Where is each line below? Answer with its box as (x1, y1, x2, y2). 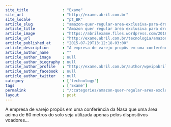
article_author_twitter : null (5, 74, 76, 79)
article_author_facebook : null (5, 69, 76, 74)
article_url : (5, 36, 65, 41)
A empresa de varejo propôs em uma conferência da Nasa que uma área (5, 106, 158, 112)
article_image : (5, 31, 65, 36)
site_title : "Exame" (5, 7, 83, 13)
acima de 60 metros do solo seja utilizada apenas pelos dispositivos (5, 112, 148, 118)
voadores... (5, 117, 29, 123)
